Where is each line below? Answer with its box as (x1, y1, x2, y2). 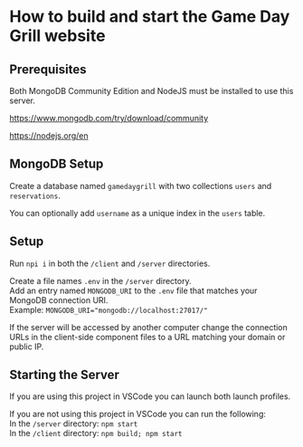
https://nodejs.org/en (9, 130, 89, 141)
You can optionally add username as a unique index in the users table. (9, 207, 266, 218)
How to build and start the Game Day (9, 6, 290, 27)
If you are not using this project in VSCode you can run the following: (9, 409, 267, 420)
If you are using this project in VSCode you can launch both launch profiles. (9, 391, 291, 402)
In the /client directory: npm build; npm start (9, 428, 183, 439)
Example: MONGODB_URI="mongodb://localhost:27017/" (9, 304, 208, 315)
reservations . (9, 190, 61, 201)
